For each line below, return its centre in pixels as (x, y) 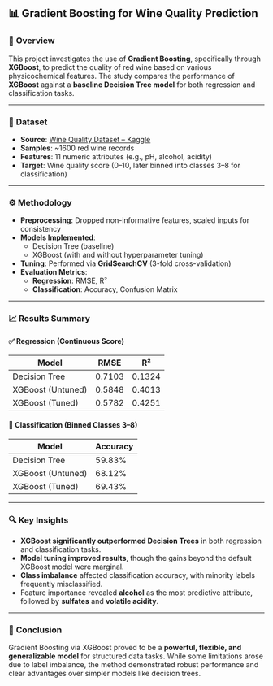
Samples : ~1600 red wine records (77, 148)
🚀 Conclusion (35, 630)
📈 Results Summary (50, 319)
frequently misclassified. (61, 584)
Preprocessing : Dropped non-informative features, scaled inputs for (135, 220)
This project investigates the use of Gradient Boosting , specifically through (135, 59)
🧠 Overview (32, 41)
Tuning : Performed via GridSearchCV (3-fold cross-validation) (126, 263)
